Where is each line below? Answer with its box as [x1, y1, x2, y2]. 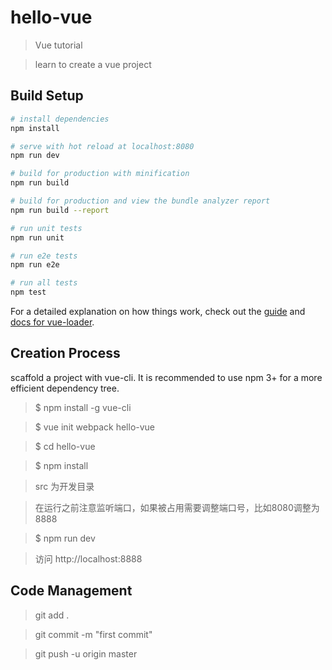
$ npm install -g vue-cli [34, 401, 132, 413]
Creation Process [10, 345, 121, 362]
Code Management [10, 582, 133, 600]
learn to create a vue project [34, 58, 152, 70]
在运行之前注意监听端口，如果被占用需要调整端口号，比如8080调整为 [34, 501, 320, 513]
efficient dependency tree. [10, 382, 120, 394]
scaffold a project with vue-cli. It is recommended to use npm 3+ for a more [10, 371, 323, 383]
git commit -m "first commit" [34, 628, 153, 640]
